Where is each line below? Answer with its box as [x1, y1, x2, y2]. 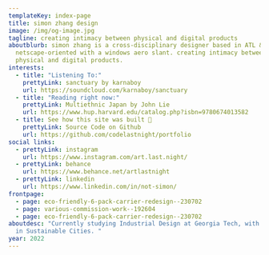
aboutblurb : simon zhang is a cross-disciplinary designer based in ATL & [8, 42, 263, 50]
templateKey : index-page [8, 11, 91, 20]
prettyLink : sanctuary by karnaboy [22, 78, 142, 86]
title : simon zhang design [8, 19, 98, 27]
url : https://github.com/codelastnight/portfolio [22, 130, 192, 138]
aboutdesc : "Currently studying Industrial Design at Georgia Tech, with [8, 220, 260, 228]
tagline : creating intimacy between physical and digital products [8, 34, 239, 42]
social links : [8, 137, 56, 146]
